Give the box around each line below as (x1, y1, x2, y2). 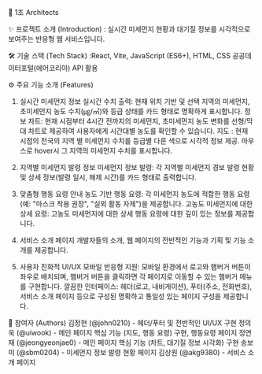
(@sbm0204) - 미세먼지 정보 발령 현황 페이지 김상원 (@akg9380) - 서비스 (16, 348, 246, 357)
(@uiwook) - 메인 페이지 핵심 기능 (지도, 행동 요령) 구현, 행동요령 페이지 (16, 328, 238, 337)
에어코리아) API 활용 (35, 63, 98, 72)
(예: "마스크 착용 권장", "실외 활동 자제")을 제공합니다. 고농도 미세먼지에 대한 (19, 199, 253, 208)
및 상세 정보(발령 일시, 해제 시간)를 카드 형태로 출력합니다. (19, 172, 197, 182)
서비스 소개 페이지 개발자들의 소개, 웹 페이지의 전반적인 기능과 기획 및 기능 (19, 235, 246, 245)
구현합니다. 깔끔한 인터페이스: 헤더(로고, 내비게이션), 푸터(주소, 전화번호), (28, 282, 253, 291)
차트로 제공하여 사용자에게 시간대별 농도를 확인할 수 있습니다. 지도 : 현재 (28, 126, 249, 135)
